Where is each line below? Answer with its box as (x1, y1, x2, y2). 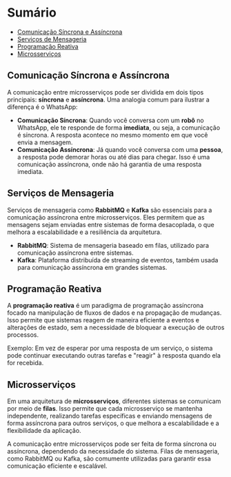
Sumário (7, 5, 57, 21)
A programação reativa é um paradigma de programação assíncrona (7, 302, 203, 310)
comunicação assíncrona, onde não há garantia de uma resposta (17, 160, 202, 168)
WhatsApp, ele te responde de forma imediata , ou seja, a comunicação (17, 123, 221, 132)
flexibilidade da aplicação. (7, 427, 81, 435)
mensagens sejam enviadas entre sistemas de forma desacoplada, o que (7, 220, 215, 228)
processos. (7, 331, 39, 339)
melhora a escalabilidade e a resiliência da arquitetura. (7, 228, 162, 236)
